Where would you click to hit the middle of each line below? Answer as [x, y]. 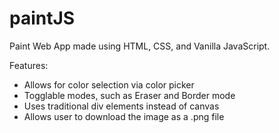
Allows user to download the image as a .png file [124, 116]
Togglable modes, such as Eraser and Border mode [129, 95]
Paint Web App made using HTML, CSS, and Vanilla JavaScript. [140, 46]
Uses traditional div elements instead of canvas [121, 106]
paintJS [42, 18]
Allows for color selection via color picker [109, 84]
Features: [29, 65]
